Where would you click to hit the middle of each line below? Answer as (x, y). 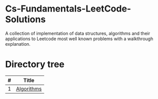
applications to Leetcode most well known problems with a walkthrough (79, 39)
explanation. (18, 44)
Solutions (26, 19)
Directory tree (35, 65)
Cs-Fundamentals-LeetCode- (68, 9)
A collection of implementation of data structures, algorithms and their (78, 33)
